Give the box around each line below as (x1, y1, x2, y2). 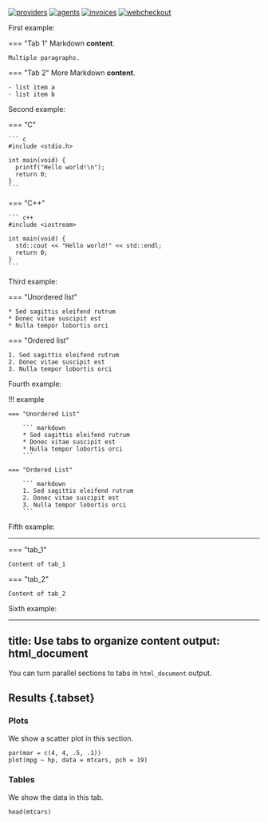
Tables (8, 774, 35, 785)
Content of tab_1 (8, 560, 66, 568)
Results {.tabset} (8, 691, 96, 705)
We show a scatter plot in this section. (8, 734, 134, 743)
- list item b (8, 90, 56, 98)
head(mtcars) (8, 808, 52, 816)
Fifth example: (8, 522, 55, 531)
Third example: (8, 276, 58, 286)
